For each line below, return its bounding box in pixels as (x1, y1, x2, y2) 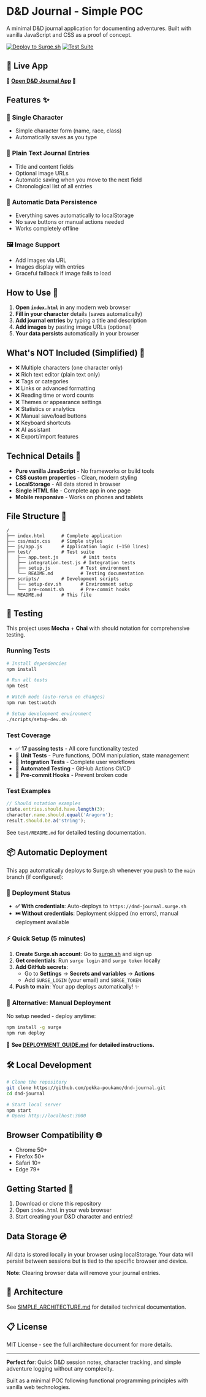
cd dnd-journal (6, 1090, 45, 1097)
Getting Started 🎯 (6, 1184, 74, 1194)
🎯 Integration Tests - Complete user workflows (15, 758, 135, 765)
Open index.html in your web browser (15, 1206, 112, 1214)
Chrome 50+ (15, 1146, 48, 1154)
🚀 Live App (6, 61, 48, 71)
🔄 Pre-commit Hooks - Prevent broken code (15, 771, 128, 778)
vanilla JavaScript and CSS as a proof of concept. (6, 31, 132, 38)
